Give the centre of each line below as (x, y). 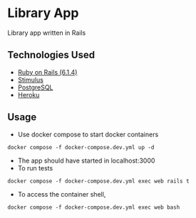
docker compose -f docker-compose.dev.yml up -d (81, 147)
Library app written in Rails (47, 33)
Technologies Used (51, 55)
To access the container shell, (62, 194)
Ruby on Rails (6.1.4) (47, 72)
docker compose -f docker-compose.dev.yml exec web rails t (99, 181)
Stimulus (31, 80)
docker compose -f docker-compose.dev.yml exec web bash (94, 207)
